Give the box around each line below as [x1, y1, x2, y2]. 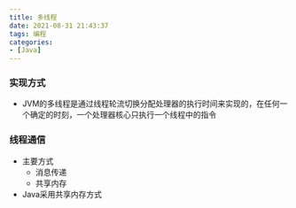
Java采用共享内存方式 [21, 189, 103, 199]
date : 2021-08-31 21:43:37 [9, 21, 109, 30]
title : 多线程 [9, 12, 58, 22]
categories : [9, 37, 53, 47]
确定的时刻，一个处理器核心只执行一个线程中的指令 [29, 110, 217, 120]
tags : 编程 [9, 29, 47, 38]
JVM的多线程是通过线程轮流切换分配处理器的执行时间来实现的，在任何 [21, 98, 281, 109]
